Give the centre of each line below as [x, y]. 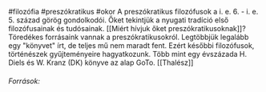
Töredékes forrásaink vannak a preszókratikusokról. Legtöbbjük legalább [129, 37]
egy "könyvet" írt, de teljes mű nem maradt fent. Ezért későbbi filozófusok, [131, 46]
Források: [24, 81]
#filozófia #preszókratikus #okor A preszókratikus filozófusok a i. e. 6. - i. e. [133, 12]
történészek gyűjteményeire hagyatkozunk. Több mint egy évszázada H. [127, 54]
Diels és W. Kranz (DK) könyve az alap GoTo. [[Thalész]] [101, 62]
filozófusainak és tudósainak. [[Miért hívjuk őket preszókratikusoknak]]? [127, 28]
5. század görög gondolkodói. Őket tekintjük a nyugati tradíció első [119, 20]
